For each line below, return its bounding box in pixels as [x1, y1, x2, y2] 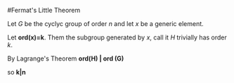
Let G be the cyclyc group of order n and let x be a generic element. [7, 20, 204, 27]
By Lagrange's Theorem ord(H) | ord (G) [7, 54, 124, 63]
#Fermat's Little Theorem [7, 6, 81, 14]
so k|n [7, 68, 26, 76]
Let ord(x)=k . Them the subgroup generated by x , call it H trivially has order [7, 33, 227, 41]
